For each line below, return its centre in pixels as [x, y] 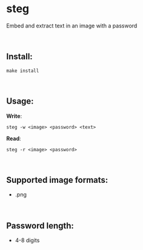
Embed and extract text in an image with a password [72, 26]
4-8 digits [27, 240]
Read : [14, 138]
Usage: [20, 102]
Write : [14, 116]
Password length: [40, 225]
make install [23, 71]
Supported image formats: [57, 180]
